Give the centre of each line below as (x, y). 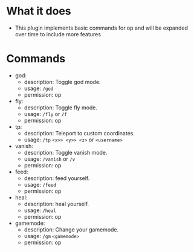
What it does (39, 11)
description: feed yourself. (57, 178)
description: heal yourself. (57, 204)
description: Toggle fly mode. (61, 108)
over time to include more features (58, 34)
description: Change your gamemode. (71, 229)
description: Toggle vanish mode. (66, 152)
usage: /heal (40, 210)
